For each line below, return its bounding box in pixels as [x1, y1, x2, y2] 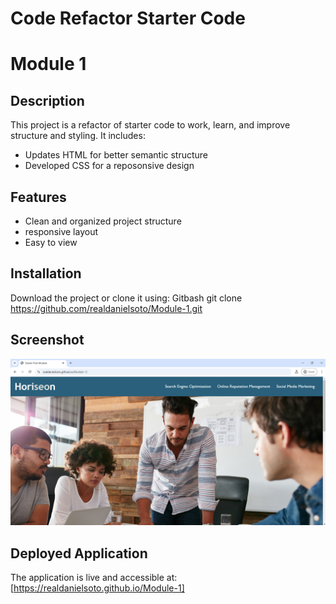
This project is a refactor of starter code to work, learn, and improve [10, 119, 291, 131]
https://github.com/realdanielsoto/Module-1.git [10, 302, 203, 314]
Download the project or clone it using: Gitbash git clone [10, 292, 243, 304]
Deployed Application [10, 545, 148, 562]
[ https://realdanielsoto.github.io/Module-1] [10, 582, 185, 594]
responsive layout [24, 226, 98, 237]
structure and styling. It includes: [10, 130, 146, 142]
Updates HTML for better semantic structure [24, 149, 209, 161]
